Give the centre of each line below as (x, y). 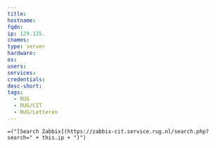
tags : (15, 92)
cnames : (19, 40)
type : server (26, 47)
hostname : (22, 20)
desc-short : (25, 86)
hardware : (22, 54)
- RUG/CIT (28, 106)
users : (17, 66)
